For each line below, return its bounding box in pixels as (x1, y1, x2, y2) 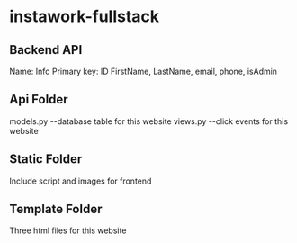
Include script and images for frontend (9, 175, 152, 186)
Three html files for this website (9, 225, 127, 236)
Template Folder (9, 202, 103, 217)
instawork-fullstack (9, 6, 160, 27)
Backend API (9, 42, 83, 58)
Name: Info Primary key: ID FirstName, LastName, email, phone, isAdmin (9, 66, 277, 76)
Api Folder (9, 92, 69, 107)
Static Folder (9, 151, 83, 167)
